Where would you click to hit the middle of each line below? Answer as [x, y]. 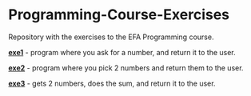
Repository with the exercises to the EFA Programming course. [111, 37]
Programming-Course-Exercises [119, 15]
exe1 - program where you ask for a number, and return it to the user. [122, 52]
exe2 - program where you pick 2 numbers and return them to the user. [126, 68]
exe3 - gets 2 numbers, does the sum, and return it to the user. [112, 83]
